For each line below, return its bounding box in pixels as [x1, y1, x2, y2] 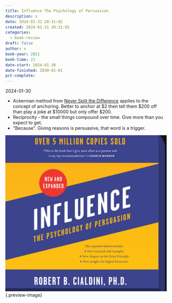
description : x [5, 13, 38, 19]
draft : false [5, 41, 33, 46]
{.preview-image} [5, 292, 42, 298]
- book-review [10, 35, 40, 41]
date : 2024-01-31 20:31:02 [5, 19, 63, 24]
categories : [5, 30, 31, 35]
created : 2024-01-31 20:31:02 [5, 25, 70, 30]
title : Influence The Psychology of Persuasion [5, 8, 109, 13]
